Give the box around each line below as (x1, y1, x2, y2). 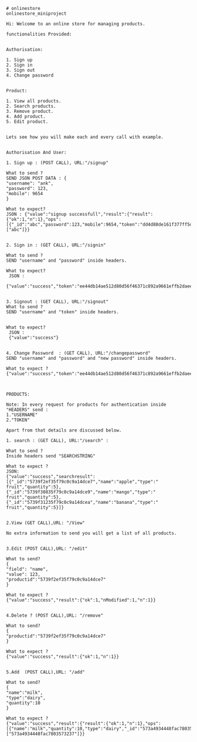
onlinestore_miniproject (6, 11, 67, 16)
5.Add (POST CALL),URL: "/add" (6, 669, 85, 675)
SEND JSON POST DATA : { (6, 175, 67, 181)
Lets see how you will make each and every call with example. (6, 134, 164, 140)
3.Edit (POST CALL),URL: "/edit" (6, 546, 88, 552)
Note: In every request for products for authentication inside (6, 402, 167, 407)
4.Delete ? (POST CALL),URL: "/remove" (6, 613, 104, 619)
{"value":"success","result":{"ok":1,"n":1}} (6, 654, 119, 660)
